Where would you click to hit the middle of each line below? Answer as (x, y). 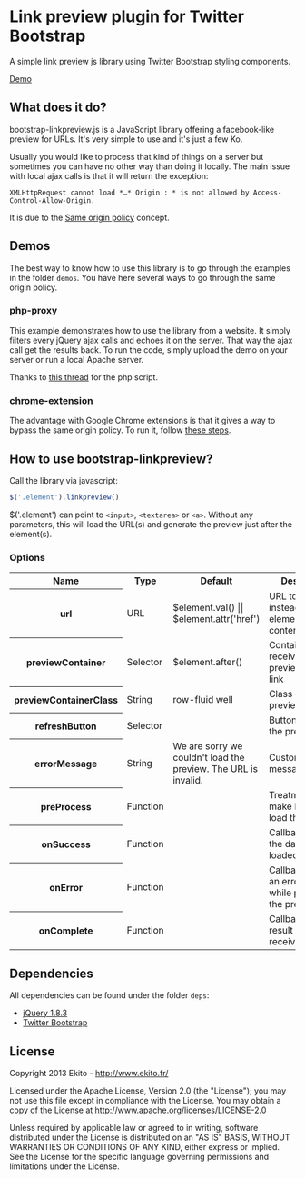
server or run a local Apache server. (77, 359)
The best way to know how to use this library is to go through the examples (150, 268)
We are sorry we (207, 745)
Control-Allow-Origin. (52, 200)
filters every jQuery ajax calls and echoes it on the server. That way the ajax (151, 340)
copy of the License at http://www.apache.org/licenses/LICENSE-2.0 (138, 1110)
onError (66, 887)
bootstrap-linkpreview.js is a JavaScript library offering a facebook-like (142, 129)
